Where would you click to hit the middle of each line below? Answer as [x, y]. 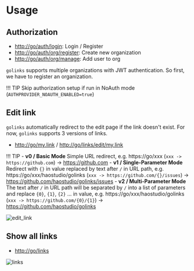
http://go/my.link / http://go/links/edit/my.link [69, 145]
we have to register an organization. [49, 76]
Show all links [32, 236]
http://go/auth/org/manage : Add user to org [67, 59]
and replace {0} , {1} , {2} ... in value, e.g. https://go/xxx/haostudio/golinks [95, 194]
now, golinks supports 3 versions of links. [57, 133]
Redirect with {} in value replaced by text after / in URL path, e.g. [85, 168]
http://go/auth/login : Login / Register [59, 46]
